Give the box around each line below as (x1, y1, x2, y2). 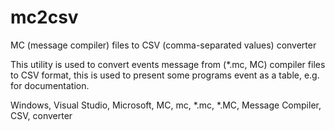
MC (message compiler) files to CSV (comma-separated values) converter (10, 39, 317, 51)
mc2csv (10, 6, 79, 29)
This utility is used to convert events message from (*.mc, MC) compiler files (10, 58, 326, 70)
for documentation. (10, 79, 90, 91)
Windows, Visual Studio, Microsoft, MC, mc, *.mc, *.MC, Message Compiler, (10, 99, 322, 111)
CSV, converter (10, 109, 73, 121)
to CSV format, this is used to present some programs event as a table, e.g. (10, 69, 320, 81)
